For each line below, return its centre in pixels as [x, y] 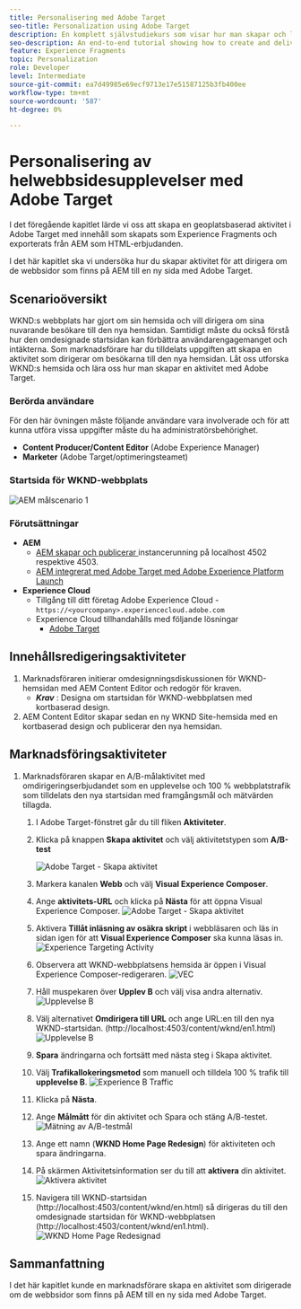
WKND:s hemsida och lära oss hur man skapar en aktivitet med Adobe [139, 368]
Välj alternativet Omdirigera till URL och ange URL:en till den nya [155, 1018]
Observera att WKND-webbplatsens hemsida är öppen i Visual [151, 964]
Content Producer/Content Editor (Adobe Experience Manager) [141, 448]
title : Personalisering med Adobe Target [88, 18]
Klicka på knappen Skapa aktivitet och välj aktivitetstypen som [152, 839]
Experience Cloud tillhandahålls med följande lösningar [137, 619]
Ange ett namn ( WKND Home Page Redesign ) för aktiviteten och [155, 1143]
